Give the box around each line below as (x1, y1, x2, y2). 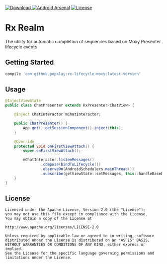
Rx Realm (5, 22, 45, 33)
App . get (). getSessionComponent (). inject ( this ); (23, 125, 123, 130)
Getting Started (5, 58, 54, 67)
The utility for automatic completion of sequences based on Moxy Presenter (5, 38, 161, 44)
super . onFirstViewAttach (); (23, 148, 81, 154)
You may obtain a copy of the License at (5, 216, 92, 221)
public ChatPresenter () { (14, 121, 68, 126)
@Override (14, 139, 35, 144)
